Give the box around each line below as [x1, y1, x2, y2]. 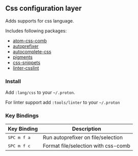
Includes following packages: [5, 28, 67, 34]
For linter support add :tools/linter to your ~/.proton [5, 100, 120, 106]
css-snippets [12, 59, 41, 66]
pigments [12, 54, 33, 60]
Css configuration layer [5, 4, 82, 13]
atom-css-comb [12, 37, 47, 44]
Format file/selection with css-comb [42, 142, 130, 149]
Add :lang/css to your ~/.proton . [5, 89, 75, 95]
